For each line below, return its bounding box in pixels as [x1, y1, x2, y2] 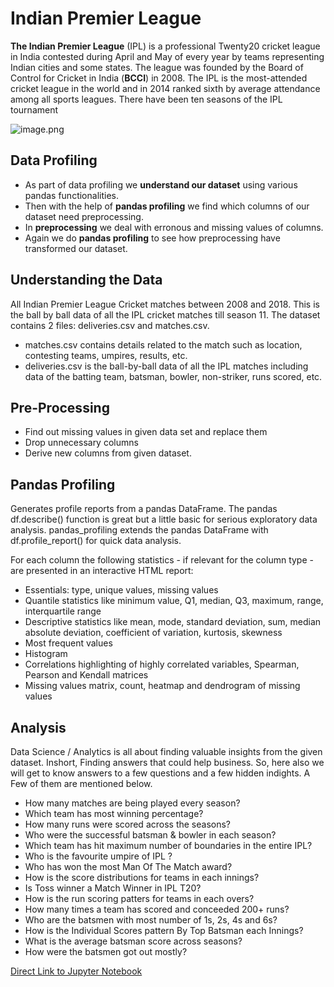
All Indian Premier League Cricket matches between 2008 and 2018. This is [10, 298, 320, 310]
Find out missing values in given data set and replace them [24, 426, 268, 438]
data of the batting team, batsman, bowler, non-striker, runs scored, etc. [24, 370, 323, 382]
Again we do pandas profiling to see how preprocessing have [24, 232, 281, 244]
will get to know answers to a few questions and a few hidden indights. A [10, 767, 311, 779]
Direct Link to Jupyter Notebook [10, 965, 143, 977]
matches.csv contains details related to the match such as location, [24, 338, 303, 351]
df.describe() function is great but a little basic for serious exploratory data [10, 513, 318, 526]
